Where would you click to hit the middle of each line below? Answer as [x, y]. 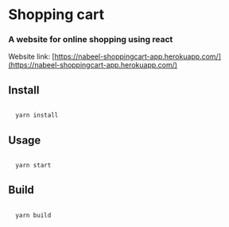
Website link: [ [31, 56]
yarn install [37, 115]
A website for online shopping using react [91, 40]
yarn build [33, 215]
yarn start [33, 165]
